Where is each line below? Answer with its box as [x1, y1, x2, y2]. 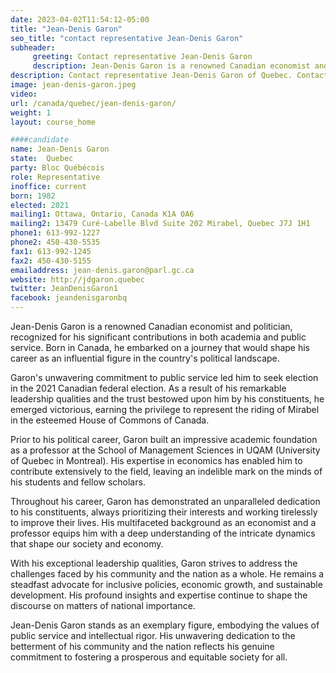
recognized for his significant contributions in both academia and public [10, 331, 307, 343]
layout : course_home [10, 117, 97, 127]
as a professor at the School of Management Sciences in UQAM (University [10, 444, 321, 456]
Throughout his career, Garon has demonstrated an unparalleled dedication [10, 496, 321, 507]
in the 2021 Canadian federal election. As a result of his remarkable [10, 382, 287, 394]
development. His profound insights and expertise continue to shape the [10, 589, 308, 601]
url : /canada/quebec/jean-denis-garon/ [10, 98, 177, 108]
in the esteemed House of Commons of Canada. [10, 414, 210, 426]
